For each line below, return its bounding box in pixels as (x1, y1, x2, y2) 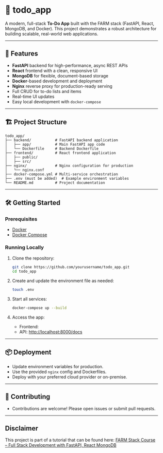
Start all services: (12, 296, 47, 302)
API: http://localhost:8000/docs (19, 329, 82, 335)
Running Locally (5, 244, 44, 251)
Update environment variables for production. (12, 363, 103, 369)
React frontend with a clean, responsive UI (12, 68, 98, 74)
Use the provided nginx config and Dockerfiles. (12, 369, 107, 375)
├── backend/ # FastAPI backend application (5, 137, 118, 143)
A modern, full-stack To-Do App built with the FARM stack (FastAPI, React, (5, 20, 154, 26)
